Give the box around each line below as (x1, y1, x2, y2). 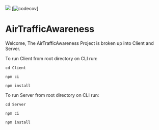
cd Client (5, 65, 26, 70)
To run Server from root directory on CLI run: (5, 92, 99, 98)
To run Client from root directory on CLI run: (5, 55, 98, 61)
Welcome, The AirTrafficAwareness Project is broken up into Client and (5, 40, 154, 46)
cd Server (5, 102, 26, 107)
